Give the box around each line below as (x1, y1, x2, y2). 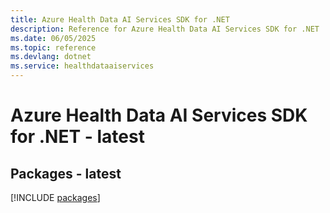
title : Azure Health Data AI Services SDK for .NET (10, 14, 230, 25)
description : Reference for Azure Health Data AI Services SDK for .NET (10, 24, 320, 34)
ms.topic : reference (10, 42, 97, 53)
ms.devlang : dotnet (10, 52, 92, 62)
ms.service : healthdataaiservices (10, 61, 155, 71)
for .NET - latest (10, 126, 145, 148)
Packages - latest (10, 165, 122, 182)
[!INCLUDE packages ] (10, 192, 101, 203)
